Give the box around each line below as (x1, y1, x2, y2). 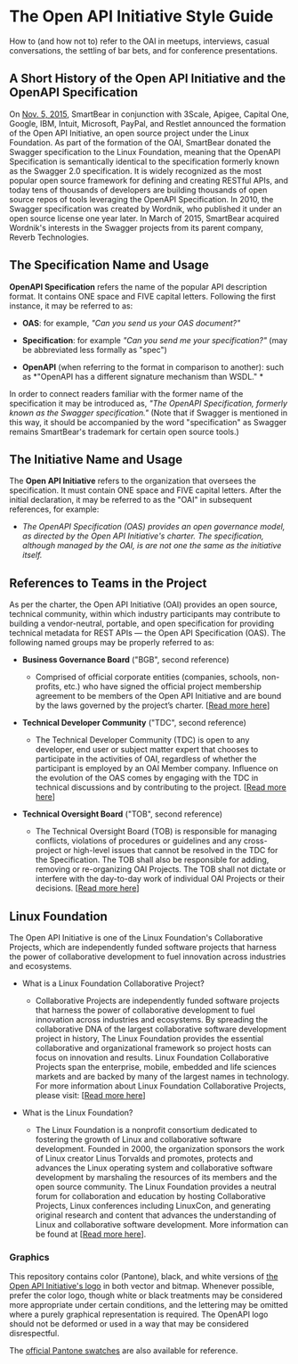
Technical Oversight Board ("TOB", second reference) (21, 809, 223, 819)
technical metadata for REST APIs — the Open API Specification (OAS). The (9, 628, 286, 638)
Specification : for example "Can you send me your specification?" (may (21, 334, 288, 345)
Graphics (9, 1251, 50, 1263)
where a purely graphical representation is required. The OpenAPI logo (9, 1309, 269, 1320)
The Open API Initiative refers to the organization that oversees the (9, 475, 256, 487)
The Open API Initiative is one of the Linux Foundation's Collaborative (9, 933, 264, 942)
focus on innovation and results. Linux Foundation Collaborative (35, 1052, 270, 1063)
